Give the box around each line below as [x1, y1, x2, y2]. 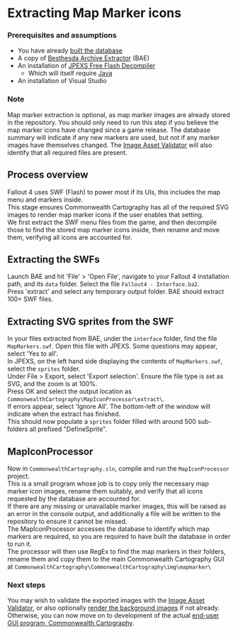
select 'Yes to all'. [7, 349, 59, 358]
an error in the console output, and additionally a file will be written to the [7, 510, 221, 518]
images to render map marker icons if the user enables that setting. [7, 210, 204, 219]
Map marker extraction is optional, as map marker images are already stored [7, 110, 230, 119]
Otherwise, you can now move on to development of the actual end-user [7, 611, 220, 620]
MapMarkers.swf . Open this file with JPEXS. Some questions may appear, [7, 342, 218, 351]
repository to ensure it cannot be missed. [7, 517, 127, 526]
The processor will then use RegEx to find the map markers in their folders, [7, 547, 226, 556]
